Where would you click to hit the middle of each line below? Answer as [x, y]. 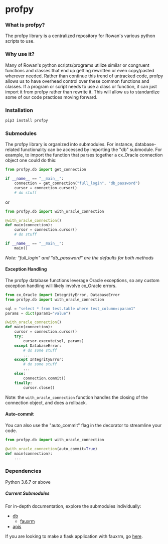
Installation [19, 110]
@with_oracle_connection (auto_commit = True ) [51, 449]
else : [20, 374]
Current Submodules [28, 493]
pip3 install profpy [27, 121]
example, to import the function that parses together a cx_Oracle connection [84, 155]
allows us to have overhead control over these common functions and [77, 81]
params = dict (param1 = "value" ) [38, 313]
